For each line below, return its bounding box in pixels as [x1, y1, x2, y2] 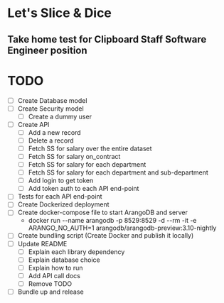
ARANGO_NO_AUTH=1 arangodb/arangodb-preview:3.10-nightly [28, 224, 217, 232]
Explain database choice [28, 255, 101, 264]
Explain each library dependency [28, 247, 125, 256]
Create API [17, 120, 50, 128]
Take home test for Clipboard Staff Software [7, 33, 207, 45]
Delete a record [28, 136, 74, 145]
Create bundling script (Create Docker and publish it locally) [17, 231, 194, 240]
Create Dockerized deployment [17, 200, 110, 209]
